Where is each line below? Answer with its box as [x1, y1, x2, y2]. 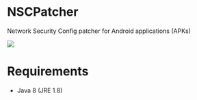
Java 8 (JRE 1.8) [16, 86, 63, 95]
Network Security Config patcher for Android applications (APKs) [7, 27, 192, 35]
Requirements [7, 64, 89, 79]
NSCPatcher [7, 4, 79, 20]
